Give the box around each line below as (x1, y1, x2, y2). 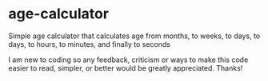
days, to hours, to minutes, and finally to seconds (8, 39, 170, 48)
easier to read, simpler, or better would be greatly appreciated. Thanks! (8, 63, 243, 72)
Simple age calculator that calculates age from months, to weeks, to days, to (8, 31, 261, 40)
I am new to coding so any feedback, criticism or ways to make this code (8, 55, 249, 64)
